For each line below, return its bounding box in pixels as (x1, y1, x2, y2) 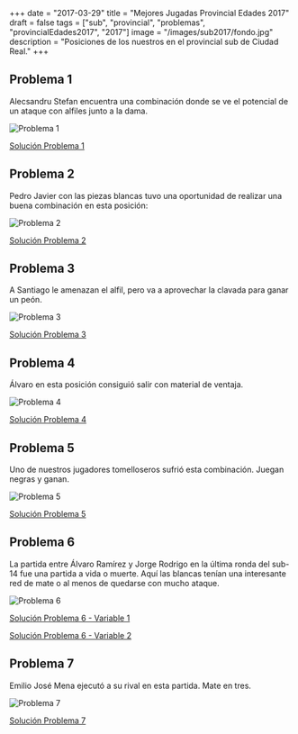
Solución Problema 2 (9, 234, 87, 246)
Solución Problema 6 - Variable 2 (9, 630, 132, 640)
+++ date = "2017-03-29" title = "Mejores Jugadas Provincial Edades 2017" (9, 8, 290, 18)
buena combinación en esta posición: (9, 200, 149, 211)
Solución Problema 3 (9, 329, 87, 340)
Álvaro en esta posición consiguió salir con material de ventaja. (9, 379, 244, 390)
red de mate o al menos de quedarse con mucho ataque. (9, 577, 221, 588)
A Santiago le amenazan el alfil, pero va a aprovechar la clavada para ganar (9, 285, 289, 295)
